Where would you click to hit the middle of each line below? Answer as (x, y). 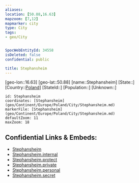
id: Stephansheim (23, 96)
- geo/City (16, 37)
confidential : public (27, 60)
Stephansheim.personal (36, 170)
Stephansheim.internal (35, 154)
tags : (11, 32)
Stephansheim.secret (34, 176)
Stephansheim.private (34, 165)
